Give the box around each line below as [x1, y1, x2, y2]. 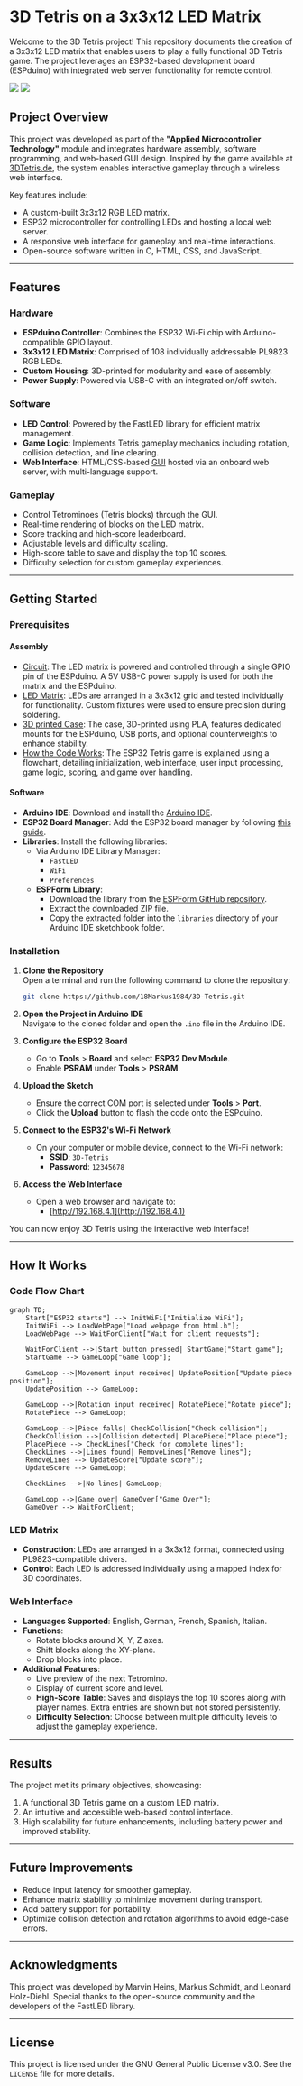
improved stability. [22, 1826, 92, 1837]
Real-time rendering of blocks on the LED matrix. [22, 519, 205, 529]
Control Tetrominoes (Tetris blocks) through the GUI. [22, 510, 218, 520]
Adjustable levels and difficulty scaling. [22, 538, 169, 549]
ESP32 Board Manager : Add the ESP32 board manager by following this [22, 816, 291, 827]
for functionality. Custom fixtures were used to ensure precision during [22, 699, 286, 710]
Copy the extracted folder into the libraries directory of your [49, 913, 279, 924]
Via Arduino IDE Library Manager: [35, 845, 161, 856]
